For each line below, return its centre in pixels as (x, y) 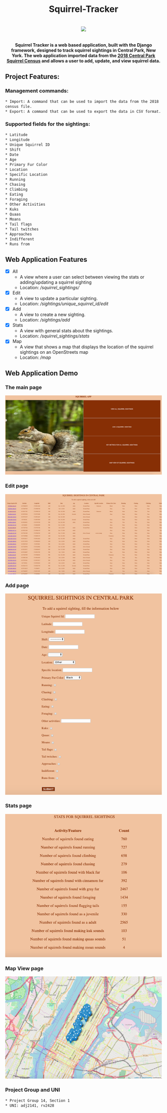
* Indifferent (20, 239)
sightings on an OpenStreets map (54, 352)
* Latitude (16, 135)
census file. (19, 106)
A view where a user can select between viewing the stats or (82, 277)
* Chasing (15, 185)
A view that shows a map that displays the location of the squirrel (86, 347)
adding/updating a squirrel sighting (56, 282)
